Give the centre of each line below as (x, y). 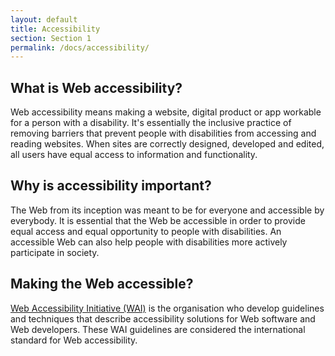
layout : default (44, 19)
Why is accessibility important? (111, 186)
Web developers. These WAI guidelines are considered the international (158, 329)
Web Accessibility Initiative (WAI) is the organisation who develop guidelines (167, 308)
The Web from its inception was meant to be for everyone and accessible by (167, 210)
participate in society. (55, 252)
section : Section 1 (51, 38)
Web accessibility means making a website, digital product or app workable (166, 112)
